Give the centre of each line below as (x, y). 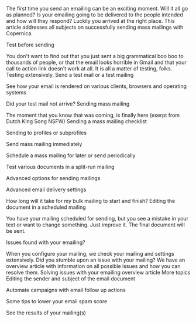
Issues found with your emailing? (46, 242)
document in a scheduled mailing (46, 207)
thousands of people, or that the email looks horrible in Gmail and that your (97, 62)
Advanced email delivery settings (46, 189)
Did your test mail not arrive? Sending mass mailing (68, 104)
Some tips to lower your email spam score (57, 301)
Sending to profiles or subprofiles (46, 133)
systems (16, 92)
